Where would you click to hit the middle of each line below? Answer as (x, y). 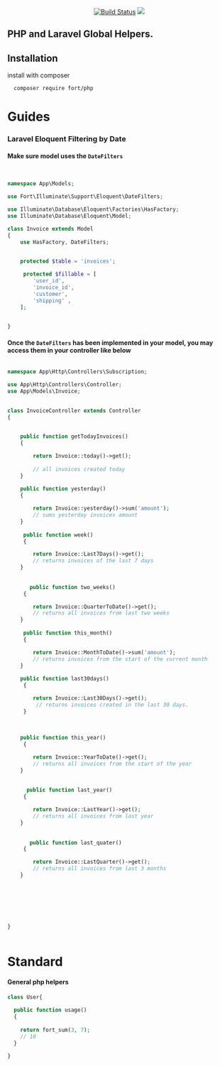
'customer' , (51, 294)
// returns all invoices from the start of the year (112, 764)
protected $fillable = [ (60, 274)
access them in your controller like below (69, 350)
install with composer (39, 75)
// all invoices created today (79, 469)
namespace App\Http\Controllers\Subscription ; (77, 372)
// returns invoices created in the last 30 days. (112, 705)
